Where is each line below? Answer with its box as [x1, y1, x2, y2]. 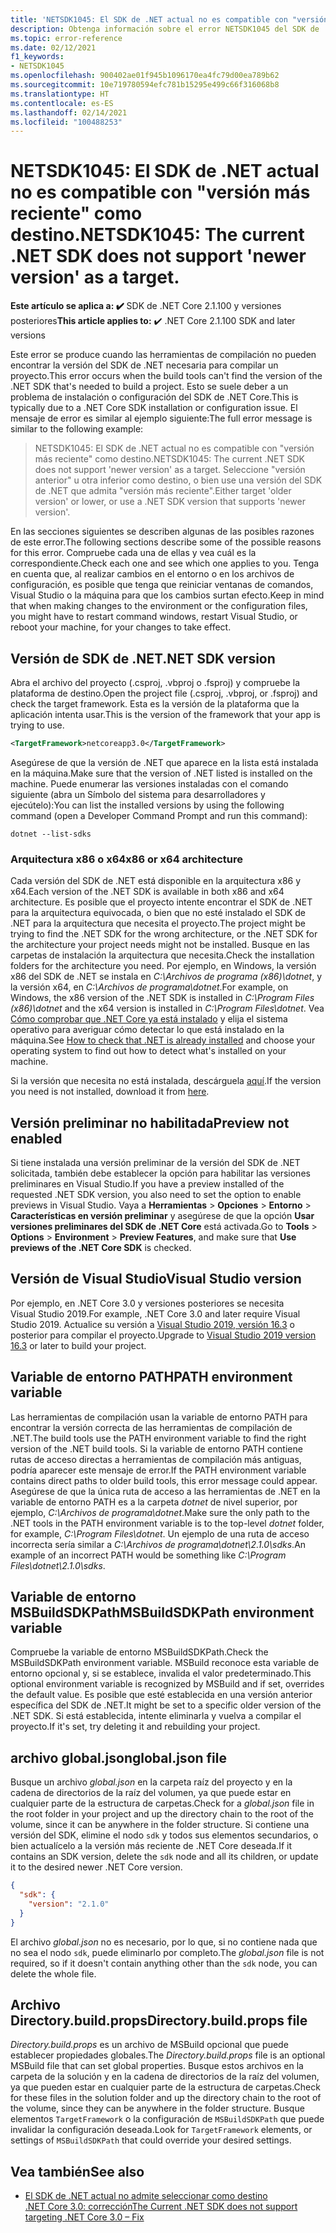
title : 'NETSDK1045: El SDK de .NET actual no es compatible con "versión [10, 14, 329, 25]
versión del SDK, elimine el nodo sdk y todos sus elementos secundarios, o [10, 1829, 319, 1841]
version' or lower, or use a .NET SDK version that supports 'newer [34, 496, 306, 508]
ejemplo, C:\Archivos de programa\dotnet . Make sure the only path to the [10, 1506, 310, 1518]
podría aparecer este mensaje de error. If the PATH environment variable [10, 1464, 307, 1476]
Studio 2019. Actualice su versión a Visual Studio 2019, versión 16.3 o [10, 1318, 295, 1330]
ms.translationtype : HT [10, 89, 110, 99]
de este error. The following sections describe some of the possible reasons [10, 536, 322, 548]
